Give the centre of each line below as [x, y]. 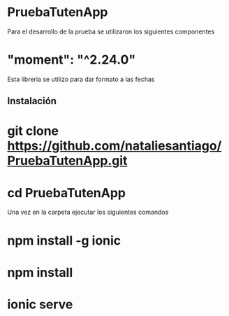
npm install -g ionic [64, 240]
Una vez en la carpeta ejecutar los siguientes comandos [88, 212]
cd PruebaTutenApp [66, 193]
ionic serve [40, 304]
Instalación [32, 101]
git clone [33, 131]
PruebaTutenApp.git [67, 161]
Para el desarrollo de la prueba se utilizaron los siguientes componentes [111, 31]
